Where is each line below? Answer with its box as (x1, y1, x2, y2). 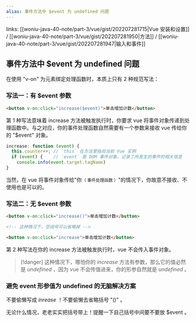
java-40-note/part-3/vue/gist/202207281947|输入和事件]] (6, 40, 146, 47)
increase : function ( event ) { (6, 143, 80, 149)
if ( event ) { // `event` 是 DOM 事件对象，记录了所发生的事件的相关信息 (11, 154, 183, 160)
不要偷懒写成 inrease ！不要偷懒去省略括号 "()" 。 (6, 296, 126, 303)
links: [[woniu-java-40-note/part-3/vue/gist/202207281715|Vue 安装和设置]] (6, 25, 190, 32)
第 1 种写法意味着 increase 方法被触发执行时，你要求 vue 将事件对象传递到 (6, 117, 185, 124)
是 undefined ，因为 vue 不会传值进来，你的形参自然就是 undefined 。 (20, 265, 190, 273)
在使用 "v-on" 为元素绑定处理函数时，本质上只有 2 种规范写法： (6, 76, 159, 83)
